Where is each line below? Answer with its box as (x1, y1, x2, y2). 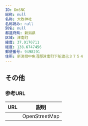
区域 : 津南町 (5, 35, 28, 40)
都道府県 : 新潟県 (5, 30, 36, 35)
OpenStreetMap (22, 113, 60, 120)
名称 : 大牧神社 (5, 16, 32, 21)
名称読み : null (5, 21, 34, 26)
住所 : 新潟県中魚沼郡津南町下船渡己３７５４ (5, 53, 84, 59)
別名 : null (5, 26, 26, 31)
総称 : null (5, 12, 26, 17)
